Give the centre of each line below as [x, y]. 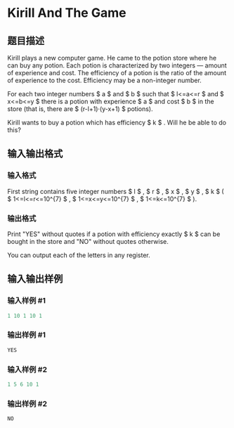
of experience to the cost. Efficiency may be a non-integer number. [104, 80]
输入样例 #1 [26, 301]
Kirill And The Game [67, 13]
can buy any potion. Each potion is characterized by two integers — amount [117, 65]
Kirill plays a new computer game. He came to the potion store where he [112, 58]
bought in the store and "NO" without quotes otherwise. [88, 241]
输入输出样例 [35, 279]
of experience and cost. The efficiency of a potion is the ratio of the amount [117, 73]
